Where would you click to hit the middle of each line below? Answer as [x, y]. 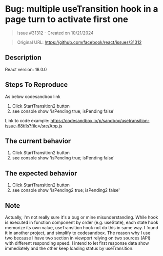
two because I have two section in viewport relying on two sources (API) [78, 238]
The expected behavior [41, 173]
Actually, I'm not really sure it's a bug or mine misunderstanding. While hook [82, 217]
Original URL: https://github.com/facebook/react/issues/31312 [79, 42]
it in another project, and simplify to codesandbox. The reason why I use [78, 233]
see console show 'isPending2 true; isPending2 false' [66, 190]
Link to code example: [27, 120]
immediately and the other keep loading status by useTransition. [69, 248]
